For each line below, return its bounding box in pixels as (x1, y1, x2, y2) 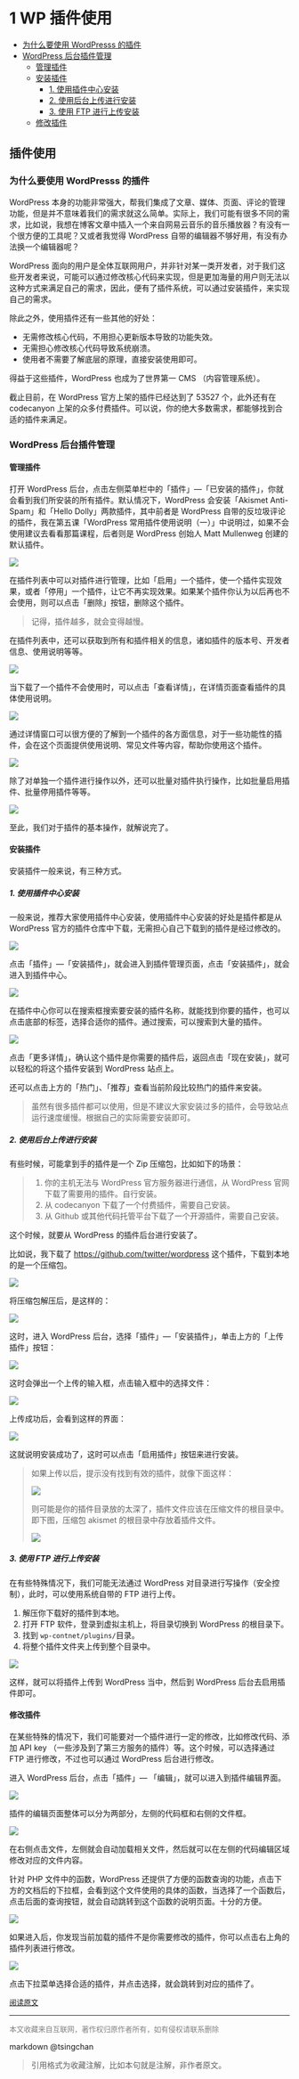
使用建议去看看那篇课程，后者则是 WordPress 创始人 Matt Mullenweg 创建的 (9, 527, 289, 539)
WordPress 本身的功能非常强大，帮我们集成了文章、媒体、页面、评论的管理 (9, 197, 286, 208)
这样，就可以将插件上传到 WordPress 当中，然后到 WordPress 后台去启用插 (9, 1676, 286, 1687)
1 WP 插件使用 (9, 8, 113, 29)
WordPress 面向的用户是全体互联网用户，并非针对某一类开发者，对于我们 (9, 260, 278, 271)
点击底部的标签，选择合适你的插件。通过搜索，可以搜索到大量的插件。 (9, 1016, 267, 1027)
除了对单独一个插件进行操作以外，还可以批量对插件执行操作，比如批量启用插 (9, 775, 290, 786)
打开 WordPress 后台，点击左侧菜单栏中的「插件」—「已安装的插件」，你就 (9, 483, 284, 494)
